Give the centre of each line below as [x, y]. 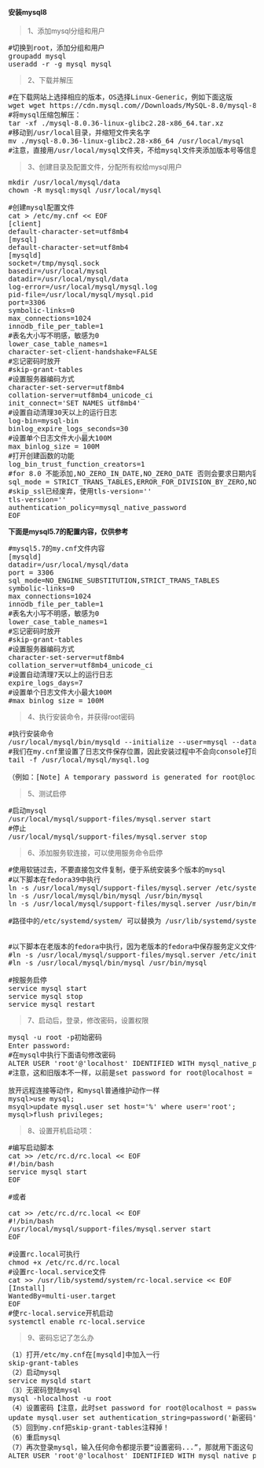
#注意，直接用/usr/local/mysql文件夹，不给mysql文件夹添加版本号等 [126, 151]
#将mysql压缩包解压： [45, 115]
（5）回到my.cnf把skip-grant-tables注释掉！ [89, 1428]
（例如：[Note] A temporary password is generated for [113, 777]
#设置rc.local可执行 [44, 1254]
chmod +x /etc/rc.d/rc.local [64, 1263]
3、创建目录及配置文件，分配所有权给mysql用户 [104, 167]
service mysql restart [52, 1004]
